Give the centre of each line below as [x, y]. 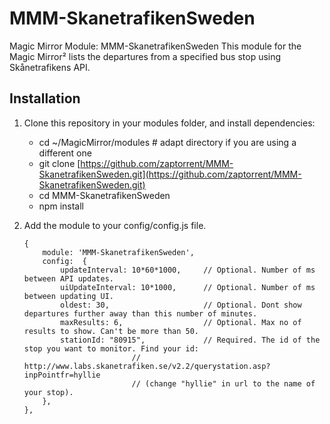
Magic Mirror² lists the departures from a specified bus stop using [145, 56]
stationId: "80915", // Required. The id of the [190, 340]
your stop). [48, 392]
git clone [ [59, 163]
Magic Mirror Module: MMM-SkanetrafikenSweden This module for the [155, 46]
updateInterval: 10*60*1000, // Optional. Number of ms [188, 270]
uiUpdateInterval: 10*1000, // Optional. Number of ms [188, 287]
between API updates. [68, 278]
